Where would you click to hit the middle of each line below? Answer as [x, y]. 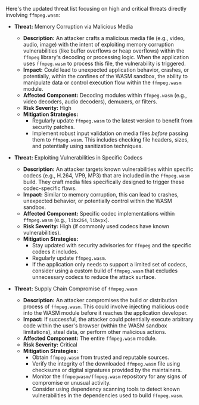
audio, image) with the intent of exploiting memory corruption [98, 45]
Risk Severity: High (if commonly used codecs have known [96, 226]
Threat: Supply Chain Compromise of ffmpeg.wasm [76, 289]
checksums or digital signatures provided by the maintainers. [107, 370]
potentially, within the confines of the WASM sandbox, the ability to [105, 76]
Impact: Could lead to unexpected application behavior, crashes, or [106, 70]
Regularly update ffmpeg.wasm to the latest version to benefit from [112, 121]
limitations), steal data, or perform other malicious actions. [95, 332]
